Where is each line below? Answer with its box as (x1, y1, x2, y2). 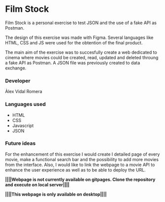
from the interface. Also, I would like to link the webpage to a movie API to (5, 162, 155, 168)
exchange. (5, 65, 27, 71)
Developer (5, 77, 31, 84)
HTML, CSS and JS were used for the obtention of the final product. (5, 39, 143, 45)
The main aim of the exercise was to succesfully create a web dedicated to (5, 49, 158, 55)
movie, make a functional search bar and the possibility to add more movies (5, 156, 159, 162)
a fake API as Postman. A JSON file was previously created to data (5, 60, 140, 66)
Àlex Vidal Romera (5, 89, 43, 95)
